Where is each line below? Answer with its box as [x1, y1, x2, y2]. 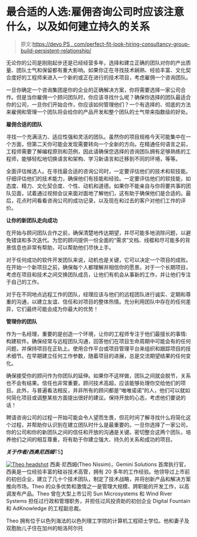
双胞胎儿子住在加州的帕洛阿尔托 [6, 524, 83, 531]
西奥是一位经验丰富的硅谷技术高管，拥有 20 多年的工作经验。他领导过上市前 [6, 468, 191, 475]
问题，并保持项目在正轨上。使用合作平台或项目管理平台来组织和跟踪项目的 [6, 345, 186, 352]
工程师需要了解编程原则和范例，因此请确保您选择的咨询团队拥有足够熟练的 [6, 148, 186, 155]
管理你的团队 [6, 318, 37, 325]
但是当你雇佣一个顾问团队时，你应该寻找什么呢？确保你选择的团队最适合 [16, 93, 191, 100]
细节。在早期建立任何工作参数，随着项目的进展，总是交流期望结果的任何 [11, 352, 186, 359]
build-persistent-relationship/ [20, 47, 92, 54]
